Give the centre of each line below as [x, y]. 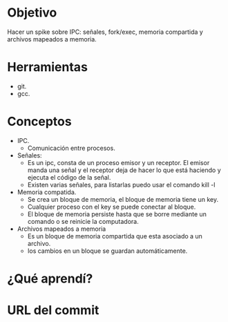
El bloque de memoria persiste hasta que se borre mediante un [117, 214]
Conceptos [39, 122]
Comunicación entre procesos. [71, 148]
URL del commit [53, 311]
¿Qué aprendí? [50, 278]
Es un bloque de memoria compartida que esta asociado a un [115, 236]
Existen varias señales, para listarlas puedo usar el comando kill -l [121, 184]
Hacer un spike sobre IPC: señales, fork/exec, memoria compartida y [105, 32]
